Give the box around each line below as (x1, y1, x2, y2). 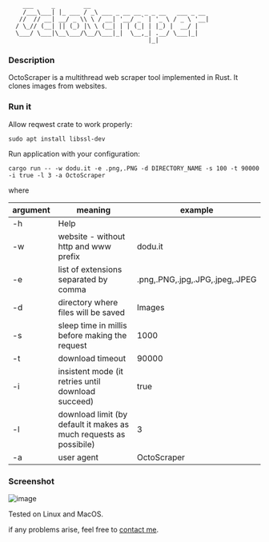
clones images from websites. (8, 82, 107, 91)
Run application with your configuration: (8, 149, 140, 158)
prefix (58, 250, 80, 261)
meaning (76, 204, 111, 215)
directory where (58, 297, 118, 308)
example (179, 204, 214, 215)
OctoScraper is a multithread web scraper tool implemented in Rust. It (8, 73, 239, 82)
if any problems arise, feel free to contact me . (8, 524, 159, 534)
